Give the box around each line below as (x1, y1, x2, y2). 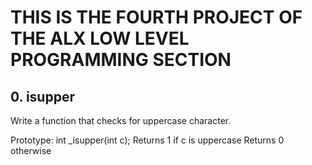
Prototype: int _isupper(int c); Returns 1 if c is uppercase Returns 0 (10, 134, 285, 146)
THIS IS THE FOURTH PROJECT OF (10, 6, 303, 29)
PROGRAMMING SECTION (10, 49, 232, 71)
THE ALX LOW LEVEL (10, 27, 190, 50)
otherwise (10, 145, 52, 156)
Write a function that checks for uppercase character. (10, 115, 232, 126)
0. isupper (10, 88, 75, 105)
